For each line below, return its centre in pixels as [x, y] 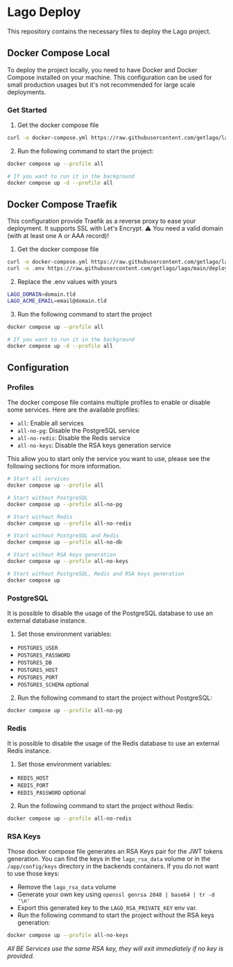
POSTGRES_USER [37, 648]
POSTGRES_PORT [37, 678]
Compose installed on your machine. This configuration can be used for [110, 77]
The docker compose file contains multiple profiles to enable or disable [109, 403]
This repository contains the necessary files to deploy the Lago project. [109, 31]
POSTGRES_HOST [37, 670]
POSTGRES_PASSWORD [44, 655]
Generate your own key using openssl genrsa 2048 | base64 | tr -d [116, 894]
